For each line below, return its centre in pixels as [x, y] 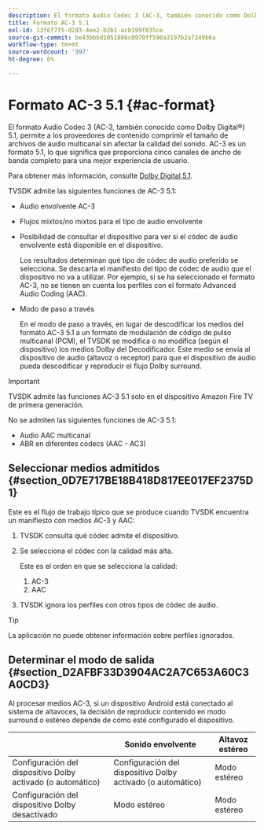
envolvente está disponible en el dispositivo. [91, 245]
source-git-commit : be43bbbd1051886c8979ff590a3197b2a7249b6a [112, 37]
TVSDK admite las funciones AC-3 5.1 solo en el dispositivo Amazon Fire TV [131, 396]
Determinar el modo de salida [81, 660]
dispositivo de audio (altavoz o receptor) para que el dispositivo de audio [137, 357]
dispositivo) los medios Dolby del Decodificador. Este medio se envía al [135, 349]
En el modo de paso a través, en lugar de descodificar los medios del [131, 324]
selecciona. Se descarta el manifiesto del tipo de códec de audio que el [135, 268]
